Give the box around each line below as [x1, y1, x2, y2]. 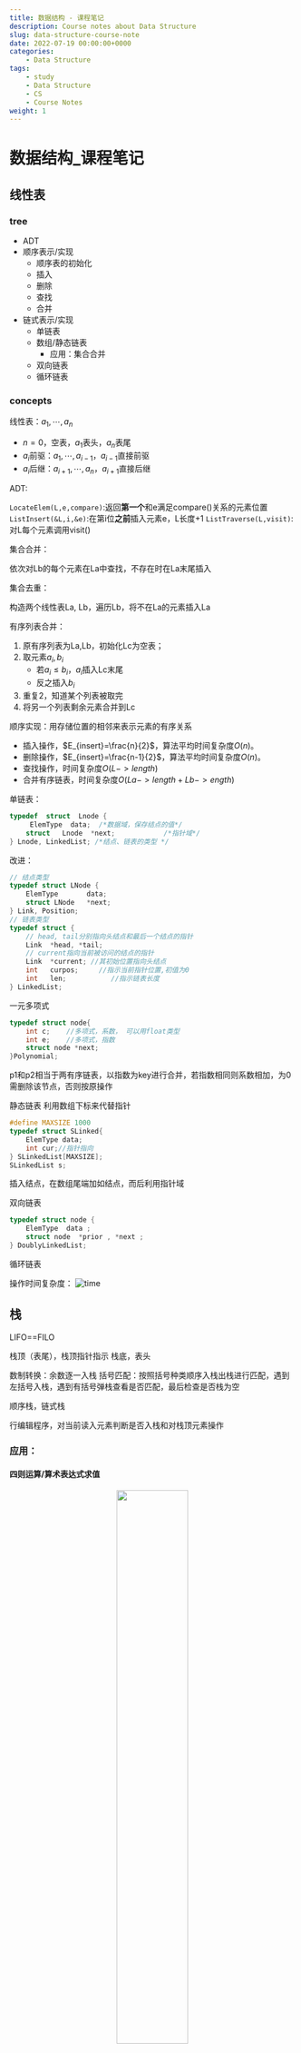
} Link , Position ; [9, 907, 79, 916]
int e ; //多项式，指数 [25, 1035, 115, 1045]
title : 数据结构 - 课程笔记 [9, 13, 104, 23]
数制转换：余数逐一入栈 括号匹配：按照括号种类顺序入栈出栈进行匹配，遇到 [9, 1369, 290, 1381]
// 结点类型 [9, 873, 50, 882]
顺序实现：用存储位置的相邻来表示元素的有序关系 [9, 721, 192, 731]
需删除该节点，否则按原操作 [9, 1081, 113, 1092]
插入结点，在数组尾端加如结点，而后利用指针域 [9, 1178, 184, 1189]
